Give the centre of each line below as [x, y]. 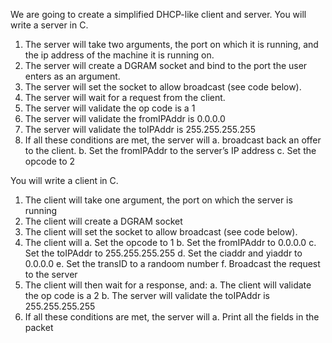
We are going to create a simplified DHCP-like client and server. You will [158, 14]
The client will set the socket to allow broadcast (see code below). [161, 232]
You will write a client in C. [64, 180]
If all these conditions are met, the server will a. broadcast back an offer [173, 140]
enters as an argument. [72, 76]
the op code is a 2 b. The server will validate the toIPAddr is [147, 295]
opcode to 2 [50, 161]
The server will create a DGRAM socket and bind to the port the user [166, 65]
